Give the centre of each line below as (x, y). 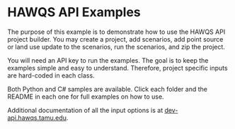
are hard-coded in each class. (51, 75)
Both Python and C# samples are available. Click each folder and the (107, 89)
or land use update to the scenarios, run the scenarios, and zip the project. (116, 47)
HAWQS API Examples (74, 12)
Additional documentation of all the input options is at (85, 110)
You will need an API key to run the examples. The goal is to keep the (108, 60)
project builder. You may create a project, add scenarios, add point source (115, 39)
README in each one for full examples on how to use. (86, 97)
